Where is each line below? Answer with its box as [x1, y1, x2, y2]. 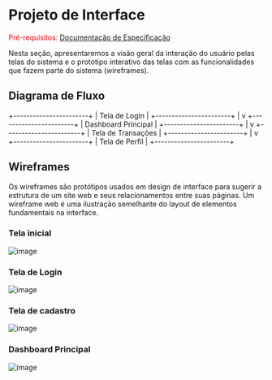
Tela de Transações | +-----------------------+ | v [91, 127, 258, 137]
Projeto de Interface [8, 6, 145, 24]
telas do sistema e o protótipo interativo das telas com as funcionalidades [8, 57, 255, 67]
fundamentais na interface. [8, 207, 99, 217]
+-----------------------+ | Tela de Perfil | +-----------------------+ [8, 136, 235, 146]
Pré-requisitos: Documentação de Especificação [8, 32, 171, 42]
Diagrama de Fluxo [8, 89, 106, 103]
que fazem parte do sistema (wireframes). [8, 65, 149, 75]
